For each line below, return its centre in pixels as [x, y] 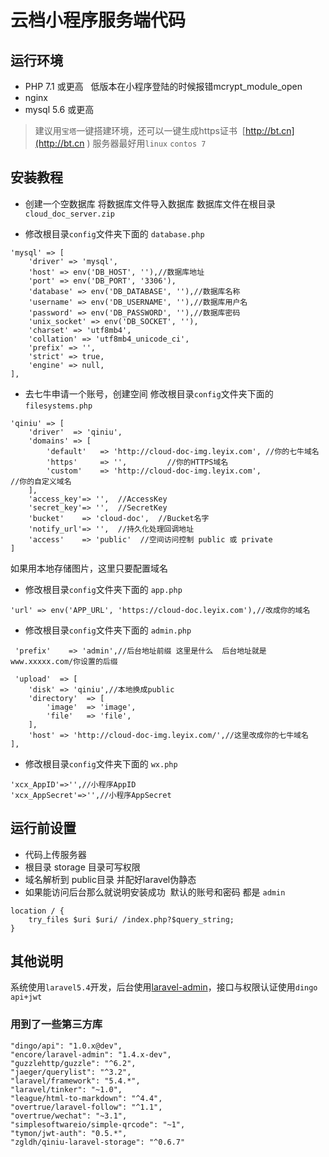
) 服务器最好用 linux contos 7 [146, 143]
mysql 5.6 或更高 [59, 109]
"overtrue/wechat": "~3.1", [69, 1116]
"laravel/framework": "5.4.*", [75, 1081]
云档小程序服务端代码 [98, 20]
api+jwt [26, 997]
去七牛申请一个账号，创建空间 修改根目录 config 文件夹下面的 [149, 393]
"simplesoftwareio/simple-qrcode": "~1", [98, 1124]
